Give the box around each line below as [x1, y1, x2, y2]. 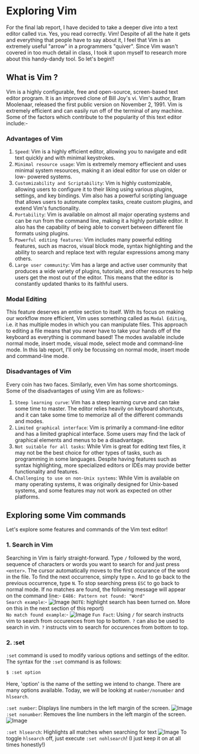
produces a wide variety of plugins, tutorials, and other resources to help [14, 268, 193, 275]
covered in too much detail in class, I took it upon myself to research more [6, 49, 187, 56]
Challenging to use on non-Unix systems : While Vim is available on [14, 474, 179, 481]
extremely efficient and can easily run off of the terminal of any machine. [6, 107, 184, 114]
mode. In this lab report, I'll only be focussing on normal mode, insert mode [6, 346, 190, 353]
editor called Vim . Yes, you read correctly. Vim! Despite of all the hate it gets [6, 30, 191, 37]
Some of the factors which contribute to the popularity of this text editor [6, 113, 182, 120]
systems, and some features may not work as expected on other [14, 487, 172, 494]
